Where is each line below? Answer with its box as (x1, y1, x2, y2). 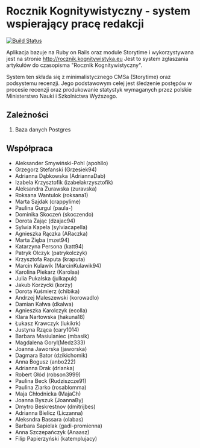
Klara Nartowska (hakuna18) (14, 313, 86, 320)
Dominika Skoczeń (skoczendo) (14, 210, 94, 218)
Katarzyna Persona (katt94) (14, 242, 84, 250)
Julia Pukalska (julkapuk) (14, 274, 77, 282)
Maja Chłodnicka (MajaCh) (14, 390, 81, 397)
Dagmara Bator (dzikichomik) (14, 352, 88, 359)
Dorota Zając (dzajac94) (14, 217, 76, 224)
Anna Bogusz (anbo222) (14, 358, 77, 365)
